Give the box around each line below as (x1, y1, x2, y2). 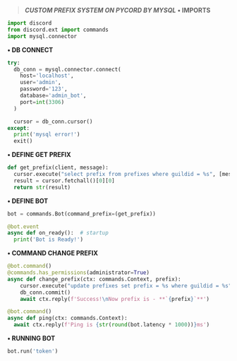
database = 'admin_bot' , (20, 92, 87, 99)
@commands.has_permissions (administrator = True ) (7, 269, 150, 276)
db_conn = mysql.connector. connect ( (13, 66, 121, 73)
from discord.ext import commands (7, 26, 109, 33)
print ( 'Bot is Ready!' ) (13, 236, 83, 243)
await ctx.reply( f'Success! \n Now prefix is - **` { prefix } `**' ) (20, 295, 210, 302)
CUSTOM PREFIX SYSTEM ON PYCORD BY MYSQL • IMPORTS (24, 6, 211, 14)
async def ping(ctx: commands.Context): (7, 314, 128, 322)
